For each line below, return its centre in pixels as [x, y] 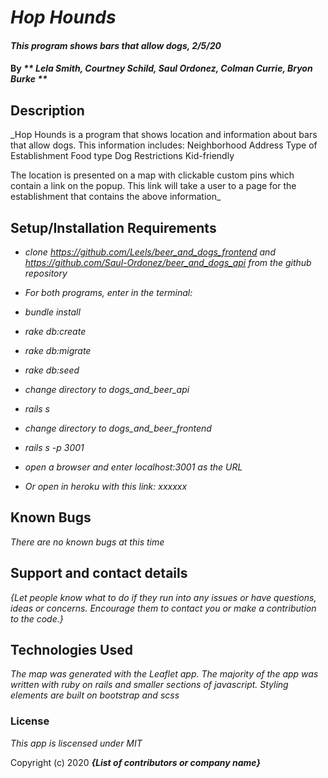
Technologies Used [71, 650]
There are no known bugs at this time [87, 542]
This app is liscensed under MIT [76, 743]
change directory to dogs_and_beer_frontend [118, 428]
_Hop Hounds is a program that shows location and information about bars [164, 135]
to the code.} [37, 618]
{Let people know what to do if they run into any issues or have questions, [163, 597]
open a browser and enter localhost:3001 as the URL [133, 467]
